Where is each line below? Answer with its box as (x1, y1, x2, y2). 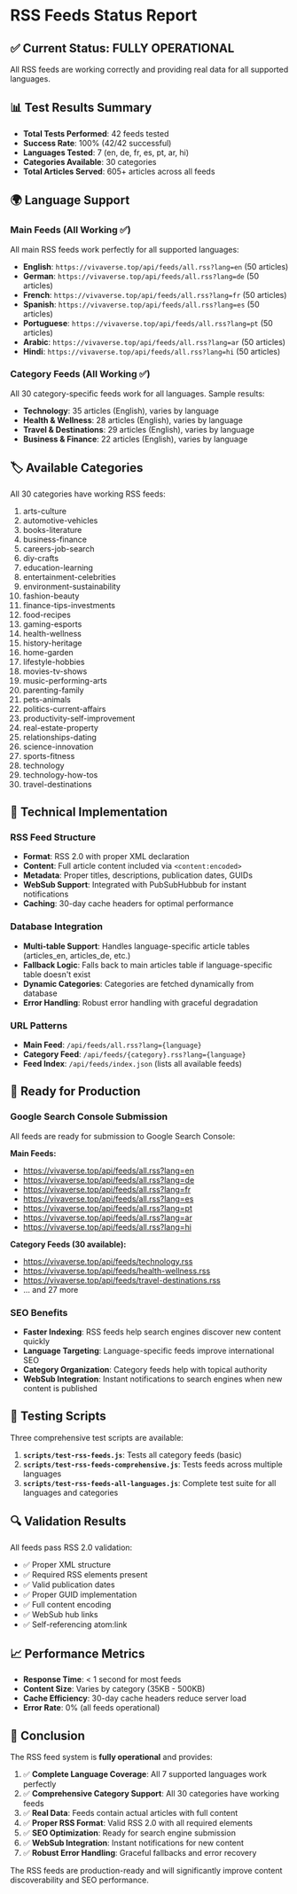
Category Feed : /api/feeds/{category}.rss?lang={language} (22, 1048, 246, 1060)
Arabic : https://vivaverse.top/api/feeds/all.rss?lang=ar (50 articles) (22, 336, 286, 347)
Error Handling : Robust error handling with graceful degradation (22, 997, 258, 1007)
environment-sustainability (22, 581, 121, 591)
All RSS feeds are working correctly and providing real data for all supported (10, 64, 289, 74)
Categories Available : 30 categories (22, 156, 157, 167)
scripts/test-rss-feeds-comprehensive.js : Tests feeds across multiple (22, 1459, 283, 1469)
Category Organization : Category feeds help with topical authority (22, 1364, 268, 1374)
